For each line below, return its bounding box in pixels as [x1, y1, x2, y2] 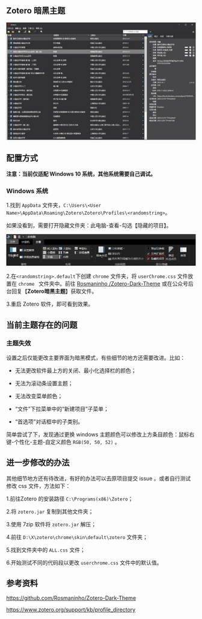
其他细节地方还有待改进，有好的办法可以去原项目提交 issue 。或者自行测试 [6, 475, 191, 482]
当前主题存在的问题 [6, 319, 78, 330]
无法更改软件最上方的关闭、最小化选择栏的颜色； [14, 366, 136, 374]
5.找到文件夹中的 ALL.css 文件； [6, 546, 85, 553]
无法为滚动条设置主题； [14, 380, 73, 387]
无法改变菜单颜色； [14, 392, 63, 399]
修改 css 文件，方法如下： [6, 482, 71, 489]
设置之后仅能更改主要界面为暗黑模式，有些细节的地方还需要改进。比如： [6, 354, 185, 361]
